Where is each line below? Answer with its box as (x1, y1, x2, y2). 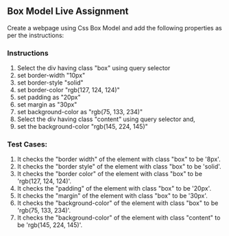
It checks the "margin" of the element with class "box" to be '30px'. (16, 192, 208, 200)
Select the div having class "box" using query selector (16, 64, 171, 72)
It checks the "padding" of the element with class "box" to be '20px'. (16, 184, 211, 193)
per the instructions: (7, 31, 64, 39)
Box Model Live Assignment (7, 6, 129, 17)
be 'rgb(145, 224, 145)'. (16, 221, 83, 229)
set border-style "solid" (16, 78, 84, 87)
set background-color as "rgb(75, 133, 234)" (16, 108, 143, 116)
